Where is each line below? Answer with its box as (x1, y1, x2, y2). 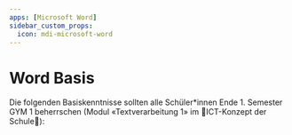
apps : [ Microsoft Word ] (9, 12, 98, 22)
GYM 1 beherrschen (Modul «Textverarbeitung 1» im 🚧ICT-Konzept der (9, 107, 267, 117)
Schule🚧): (9, 116, 45, 127)
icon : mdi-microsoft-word (17, 29, 114, 38)
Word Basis (9, 67, 95, 88)
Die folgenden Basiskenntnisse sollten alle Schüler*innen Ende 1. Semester (9, 97, 283, 107)
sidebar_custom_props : (9, 21, 93, 30)
